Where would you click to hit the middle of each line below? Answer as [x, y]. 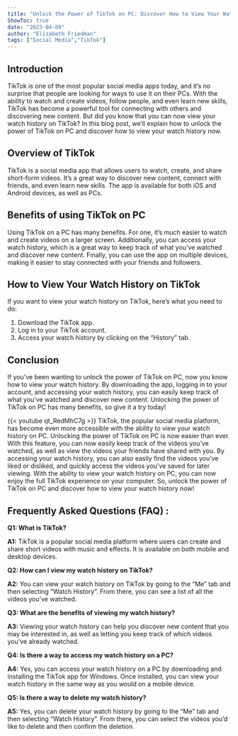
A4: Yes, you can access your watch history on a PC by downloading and [114, 669]
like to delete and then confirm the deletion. [71, 726]
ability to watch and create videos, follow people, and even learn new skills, [118, 100]
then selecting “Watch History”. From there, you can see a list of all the [110, 591]
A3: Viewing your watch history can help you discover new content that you [118, 626]
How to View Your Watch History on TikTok [104, 284]
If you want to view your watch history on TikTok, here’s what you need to [115, 301]
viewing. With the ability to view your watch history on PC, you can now [112, 473]
